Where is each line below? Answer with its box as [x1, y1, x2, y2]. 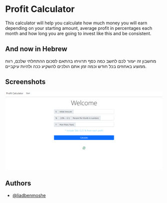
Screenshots [5, 78, 46, 86]
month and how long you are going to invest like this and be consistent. [5, 30, 152, 36]
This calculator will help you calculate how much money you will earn [5, 20, 148, 26]
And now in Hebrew [5, 45, 67, 53]
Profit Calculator [5, 3, 75, 15]
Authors [5, 179, 31, 188]
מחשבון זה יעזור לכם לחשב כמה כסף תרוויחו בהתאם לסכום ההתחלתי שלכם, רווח [5, 58, 157, 64]
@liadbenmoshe [12, 192, 46, 198]
